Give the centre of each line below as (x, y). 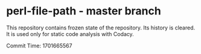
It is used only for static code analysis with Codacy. (70, 34)
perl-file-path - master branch (84, 11)
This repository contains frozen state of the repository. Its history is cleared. (101, 28)
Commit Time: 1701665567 (39, 46)
